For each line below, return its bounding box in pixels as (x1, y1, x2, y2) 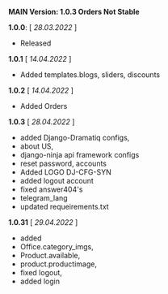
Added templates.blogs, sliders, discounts (19, 70, 160, 80)
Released (19, 38, 52, 48)
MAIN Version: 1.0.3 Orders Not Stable (8, 7, 140, 16)
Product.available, (19, 251, 81, 260)
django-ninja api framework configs (19, 150, 140, 159)
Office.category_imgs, (19, 242, 94, 251)
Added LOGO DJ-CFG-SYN (19, 167, 111, 177)
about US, (19, 141, 54, 151)
